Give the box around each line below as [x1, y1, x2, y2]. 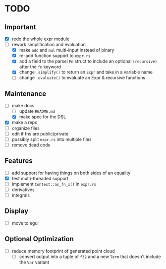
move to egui [11, 220, 39, 226]
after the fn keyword [19, 64, 61, 70]
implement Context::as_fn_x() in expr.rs [11, 181, 97, 187]
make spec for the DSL [19, 114, 66, 120]
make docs [11, 103, 35, 109]
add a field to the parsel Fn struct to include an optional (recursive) [19, 58, 158, 65]
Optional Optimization [4, 235, 74, 243]
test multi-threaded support [11, 175, 69, 181]
